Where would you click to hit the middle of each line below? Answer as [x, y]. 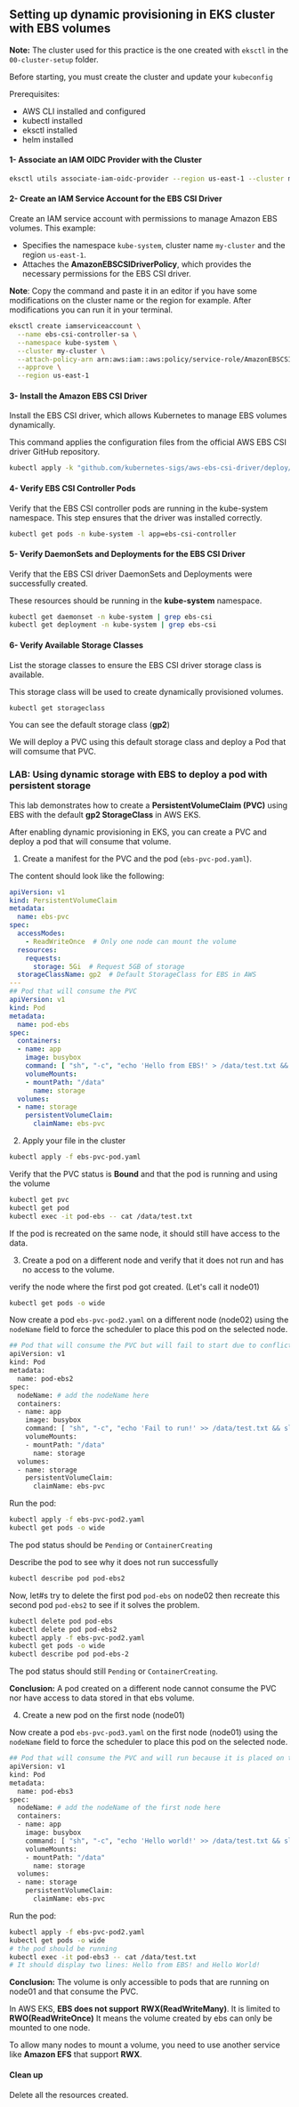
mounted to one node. [50, 2028]
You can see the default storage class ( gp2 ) [90, 725]
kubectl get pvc [39, 1199]
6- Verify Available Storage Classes [77, 645]
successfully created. [49, 583]
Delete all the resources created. [69, 2095]
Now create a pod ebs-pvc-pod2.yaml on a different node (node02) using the [149, 1320]
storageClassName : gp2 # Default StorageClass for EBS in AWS [137, 975]
